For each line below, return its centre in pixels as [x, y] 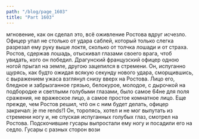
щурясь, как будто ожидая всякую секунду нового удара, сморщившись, [100, 72]
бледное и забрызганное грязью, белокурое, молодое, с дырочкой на [96, 85]
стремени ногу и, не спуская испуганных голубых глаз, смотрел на [92, 116]
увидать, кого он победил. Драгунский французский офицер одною [93, 60]
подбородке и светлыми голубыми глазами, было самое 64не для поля [98, 91]
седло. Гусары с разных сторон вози [53, 129]
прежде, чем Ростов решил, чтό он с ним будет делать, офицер [87, 104]
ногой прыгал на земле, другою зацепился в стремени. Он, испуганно [96, 66]
